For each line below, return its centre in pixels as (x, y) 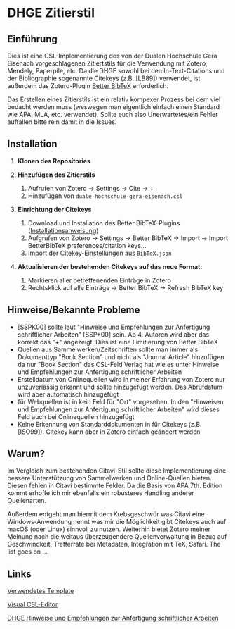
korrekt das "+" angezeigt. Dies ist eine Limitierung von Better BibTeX (118, 342)
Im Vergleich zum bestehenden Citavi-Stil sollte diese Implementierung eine (117, 471)
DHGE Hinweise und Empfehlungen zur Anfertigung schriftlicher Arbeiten (113, 618)
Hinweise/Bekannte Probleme (74, 310)
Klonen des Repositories (54, 161)
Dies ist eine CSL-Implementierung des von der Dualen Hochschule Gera (112, 56)
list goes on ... (27, 552)
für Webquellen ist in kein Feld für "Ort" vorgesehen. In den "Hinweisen (120, 401)
